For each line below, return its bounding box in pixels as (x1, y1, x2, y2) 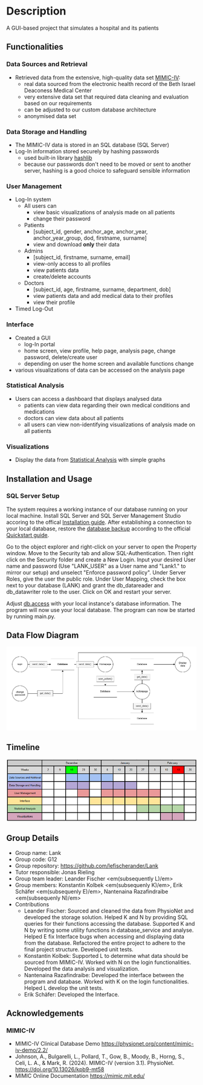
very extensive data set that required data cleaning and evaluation (24, 93, 189, 101)
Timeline (6, 742, 40, 753)
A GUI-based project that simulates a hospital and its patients (6, 24, 159, 31)
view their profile (33, 298, 76, 306)
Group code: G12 (14, 856, 57, 863)
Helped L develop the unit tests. (24, 984, 104, 991)
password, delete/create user (24, 353, 98, 361)
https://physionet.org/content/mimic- (101, 1040, 195, 1047)
